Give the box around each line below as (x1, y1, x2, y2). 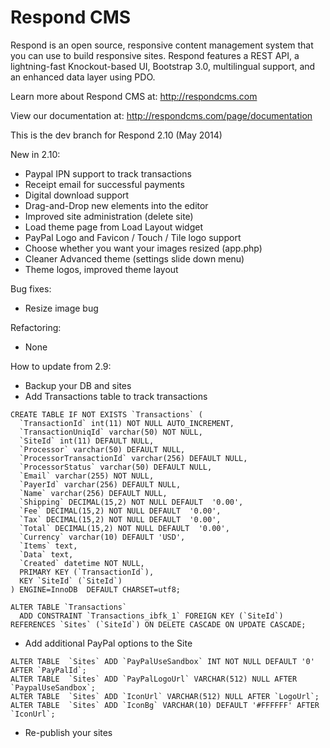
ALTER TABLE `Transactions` (10, 602, 128, 612)
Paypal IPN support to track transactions (24, 167, 192, 180)
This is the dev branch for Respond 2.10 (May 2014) (10, 129, 223, 141)
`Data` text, (19, 549, 74, 560)
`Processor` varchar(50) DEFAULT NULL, (19, 444, 186, 455)
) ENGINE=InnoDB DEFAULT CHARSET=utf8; (10, 584, 182, 595)
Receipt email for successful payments (24, 178, 185, 190)
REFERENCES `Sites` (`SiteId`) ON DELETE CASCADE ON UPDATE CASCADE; (10, 619, 307, 630)
